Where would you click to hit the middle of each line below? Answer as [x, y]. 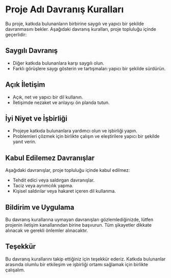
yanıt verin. [25, 142]
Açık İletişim [25, 85]
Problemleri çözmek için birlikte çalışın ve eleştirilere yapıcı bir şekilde [86, 136]
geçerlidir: [16, 34]
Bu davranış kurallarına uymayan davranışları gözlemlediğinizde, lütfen [79, 220]
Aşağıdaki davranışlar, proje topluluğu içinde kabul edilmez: [68, 170]
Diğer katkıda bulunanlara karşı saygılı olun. [58, 63]
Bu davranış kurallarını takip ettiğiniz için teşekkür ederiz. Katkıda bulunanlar [86, 259]
